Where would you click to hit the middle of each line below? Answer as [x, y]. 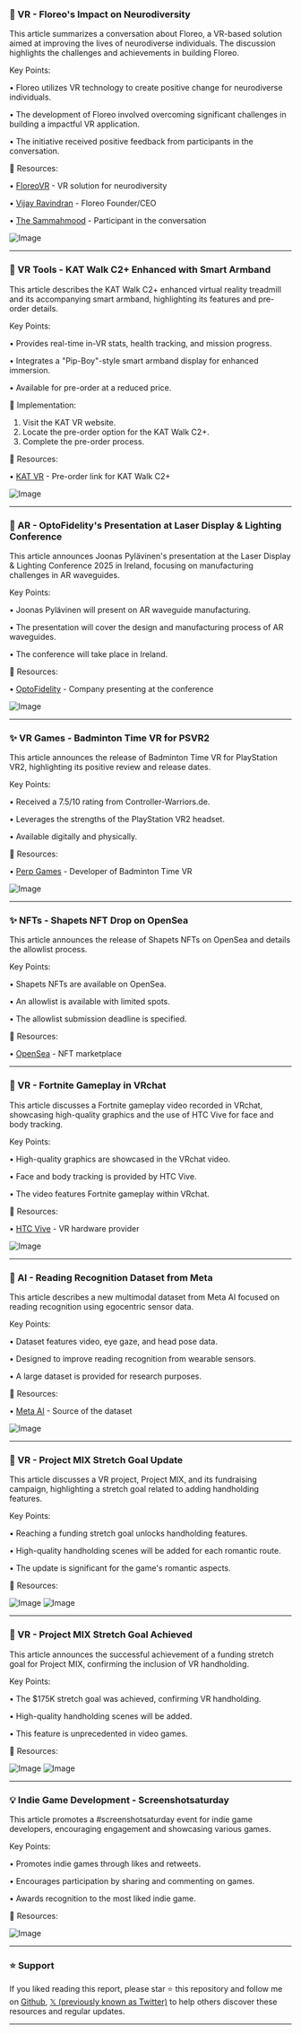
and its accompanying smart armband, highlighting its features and [133, 299]
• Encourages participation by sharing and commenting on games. [132, 1881]
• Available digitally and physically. [73, 837]
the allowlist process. [48, 950]
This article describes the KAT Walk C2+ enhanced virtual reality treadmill [146, 289]
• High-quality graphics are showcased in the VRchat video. [120, 1159]
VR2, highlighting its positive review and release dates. [110, 767]
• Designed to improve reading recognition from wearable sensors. [133, 1359]
